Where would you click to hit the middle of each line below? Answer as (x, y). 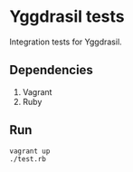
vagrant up (30, 151)
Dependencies (51, 70)
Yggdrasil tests (67, 17)
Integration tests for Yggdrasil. (66, 42)
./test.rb (28, 159)
